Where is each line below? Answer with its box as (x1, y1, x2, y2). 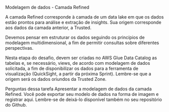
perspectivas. (5, 45, 34, 51)
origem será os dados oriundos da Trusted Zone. (5, 76, 107, 82)
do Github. (5, 102, 27, 107)
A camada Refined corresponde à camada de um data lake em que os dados (5, 14, 164, 20)
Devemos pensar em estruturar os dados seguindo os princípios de (5, 35, 145, 40)
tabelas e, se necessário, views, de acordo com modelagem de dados (5, 60, 150, 66)
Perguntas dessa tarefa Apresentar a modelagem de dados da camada (5, 86, 152, 92)
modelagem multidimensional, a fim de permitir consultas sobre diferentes (5, 40, 159, 46)
